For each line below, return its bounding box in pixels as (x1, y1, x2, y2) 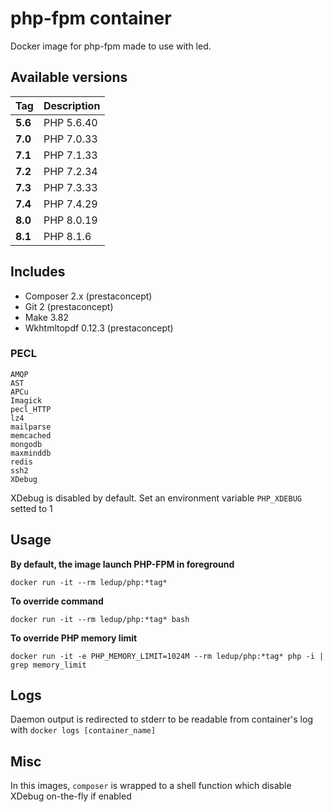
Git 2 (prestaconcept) (24, 300, 114, 312)
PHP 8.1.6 (43, 229, 92, 243)
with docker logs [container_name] (10, 724, 157, 736)
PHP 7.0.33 (43, 132, 98, 146)
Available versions (10, 69, 128, 86)
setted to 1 (10, 502, 53, 514)
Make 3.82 (24, 311, 70, 323)
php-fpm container (10, 7, 172, 30)
